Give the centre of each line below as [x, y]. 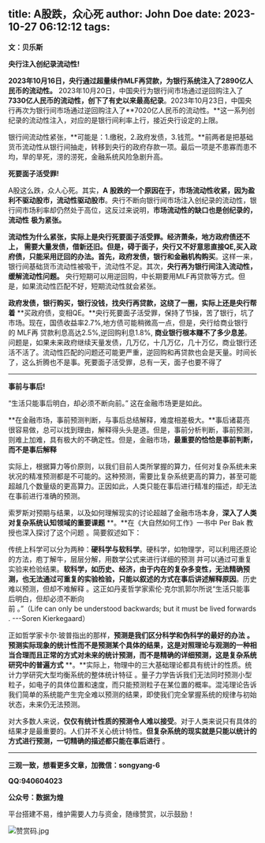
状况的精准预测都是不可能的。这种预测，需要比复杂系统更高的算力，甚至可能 [132, 476]
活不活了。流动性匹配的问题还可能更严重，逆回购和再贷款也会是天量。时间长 [132, 352]
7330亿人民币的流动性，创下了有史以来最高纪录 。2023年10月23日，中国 [127, 100]
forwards [241, 608]
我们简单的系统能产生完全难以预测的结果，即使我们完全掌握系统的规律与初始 [132, 694]
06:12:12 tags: [75, 27]
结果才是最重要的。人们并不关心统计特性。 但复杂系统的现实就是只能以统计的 [132, 731]
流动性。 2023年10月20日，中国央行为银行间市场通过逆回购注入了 [136, 90]
